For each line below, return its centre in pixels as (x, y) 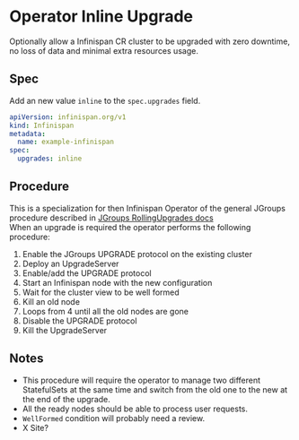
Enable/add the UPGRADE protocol (87, 273)
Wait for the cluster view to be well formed (101, 292)
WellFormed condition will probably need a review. (113, 418)
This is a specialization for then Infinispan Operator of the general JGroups (147, 208)
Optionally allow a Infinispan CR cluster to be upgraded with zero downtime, (149, 41)
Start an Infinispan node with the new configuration (117, 282)
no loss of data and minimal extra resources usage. (104, 50)
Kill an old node (51, 301)
